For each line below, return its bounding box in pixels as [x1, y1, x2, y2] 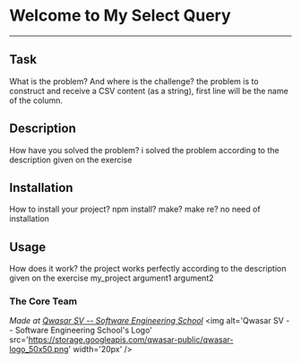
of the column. [9, 95, 64, 106]
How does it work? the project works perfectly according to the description [9, 264, 287, 274]
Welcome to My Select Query [9, 5, 231, 26]
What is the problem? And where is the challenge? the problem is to [9, 75, 259, 86]
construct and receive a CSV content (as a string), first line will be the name [9, 85, 288, 96]
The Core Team [9, 295, 78, 307]
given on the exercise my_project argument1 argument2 [9, 272, 214, 283]
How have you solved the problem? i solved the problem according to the [9, 144, 279, 155]
